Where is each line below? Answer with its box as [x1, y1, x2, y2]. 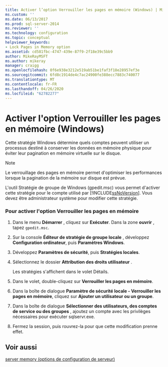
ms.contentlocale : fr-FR [5, 81, 57, 86]
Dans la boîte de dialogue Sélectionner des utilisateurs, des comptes [12, 303, 157, 309]
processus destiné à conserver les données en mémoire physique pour [5, 145, 152, 151]
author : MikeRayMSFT [5, 53, 48, 59]
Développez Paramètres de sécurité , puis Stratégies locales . [12, 249, 140, 255]
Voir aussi [5, 343, 37, 351]
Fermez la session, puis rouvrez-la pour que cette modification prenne [12, 323, 158, 329]
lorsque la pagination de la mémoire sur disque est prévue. [5, 175, 126, 181]
